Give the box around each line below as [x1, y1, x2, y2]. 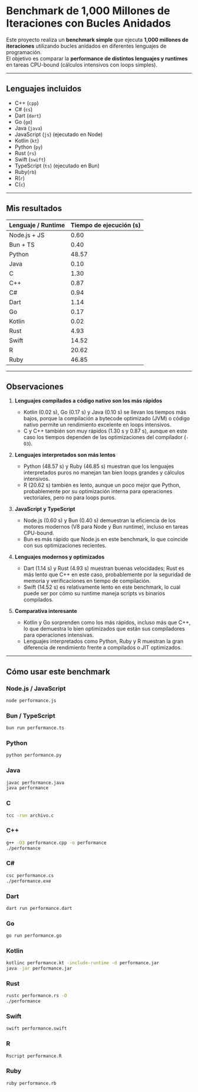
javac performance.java [6, 780, 65, 786]
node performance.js [6, 698, 57, 704]
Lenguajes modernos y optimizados [14, 553, 105, 560]
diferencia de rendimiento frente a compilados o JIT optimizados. [23, 644, 182, 651]
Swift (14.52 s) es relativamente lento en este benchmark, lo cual [23, 583, 181, 590]
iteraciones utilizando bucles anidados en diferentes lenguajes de [6, 42, 167, 50]
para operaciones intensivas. [23, 632, 94, 639]
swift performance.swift [6, 1025, 67, 1032]
